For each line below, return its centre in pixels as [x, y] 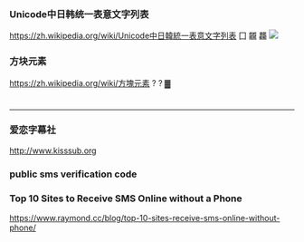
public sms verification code [73, 174]
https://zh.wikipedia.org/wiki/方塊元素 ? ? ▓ [90, 82]
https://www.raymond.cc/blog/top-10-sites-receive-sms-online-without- [145, 218]
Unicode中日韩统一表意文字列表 [79, 14]
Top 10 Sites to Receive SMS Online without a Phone [126, 198]
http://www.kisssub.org [53, 150]
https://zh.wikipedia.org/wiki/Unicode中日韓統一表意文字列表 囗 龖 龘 [138, 36]
